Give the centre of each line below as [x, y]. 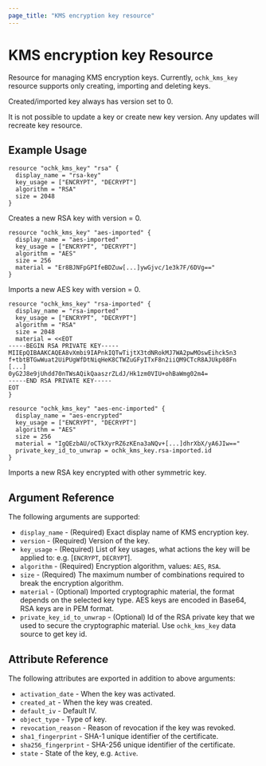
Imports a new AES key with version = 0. [74, 290]
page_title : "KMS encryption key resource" [82, 16]
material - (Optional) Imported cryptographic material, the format [127, 592]
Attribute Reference [59, 659]
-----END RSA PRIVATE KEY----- [60, 381]
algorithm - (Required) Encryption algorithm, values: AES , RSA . [120, 567]
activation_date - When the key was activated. [98, 694]
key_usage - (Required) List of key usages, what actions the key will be [135, 549]
